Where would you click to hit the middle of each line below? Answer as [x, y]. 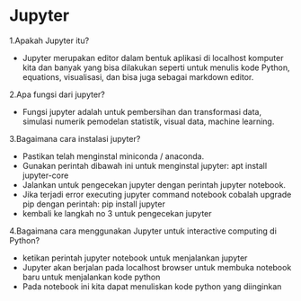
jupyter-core [45, 175]
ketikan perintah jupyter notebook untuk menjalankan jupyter [135, 258]
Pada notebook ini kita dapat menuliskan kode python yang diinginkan [152, 286]
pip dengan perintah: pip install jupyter [94, 204]
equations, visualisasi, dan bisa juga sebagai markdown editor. [138, 76]
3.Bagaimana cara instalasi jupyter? [75, 138]
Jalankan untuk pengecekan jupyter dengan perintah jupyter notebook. [154, 184]
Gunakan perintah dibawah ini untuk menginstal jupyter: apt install [145, 165]
